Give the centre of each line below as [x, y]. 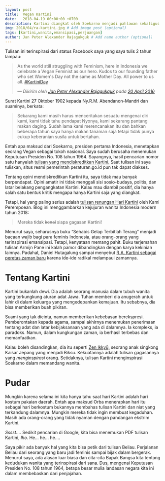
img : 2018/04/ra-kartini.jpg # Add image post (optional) [66, 28]
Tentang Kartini [38, 278]
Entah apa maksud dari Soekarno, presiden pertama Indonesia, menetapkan [82, 146]
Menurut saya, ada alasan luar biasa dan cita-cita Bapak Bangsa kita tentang [83, 457]
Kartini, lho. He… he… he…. [33, 438]
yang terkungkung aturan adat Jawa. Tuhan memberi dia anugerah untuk [79, 296]
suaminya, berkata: [25, 106]
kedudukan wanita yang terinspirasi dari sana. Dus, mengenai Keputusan [79, 463]
